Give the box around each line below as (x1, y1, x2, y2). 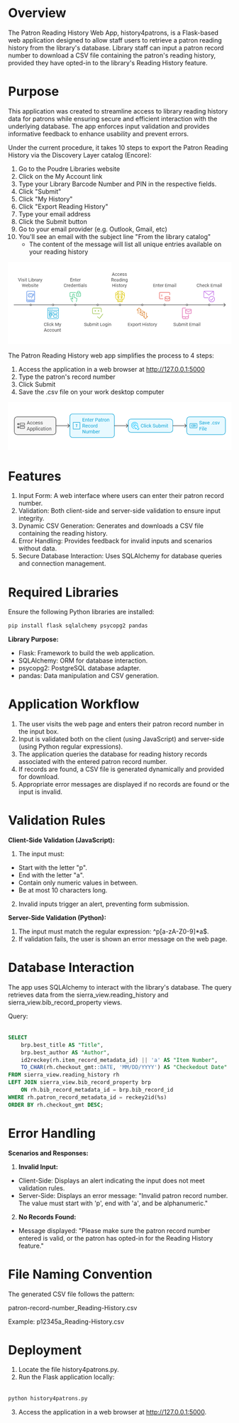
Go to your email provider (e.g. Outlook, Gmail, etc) (18, 225, 167, 233)
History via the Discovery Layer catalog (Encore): (8, 150, 152, 159)
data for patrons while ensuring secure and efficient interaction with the (8, 114, 218, 123)
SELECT (8, 1034, 28, 1041)
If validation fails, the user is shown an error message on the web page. (18, 935, 228, 943)
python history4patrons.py (8, 1395, 88, 1402)
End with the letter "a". (18, 871, 84, 880)
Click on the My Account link (18, 172, 103, 180)
